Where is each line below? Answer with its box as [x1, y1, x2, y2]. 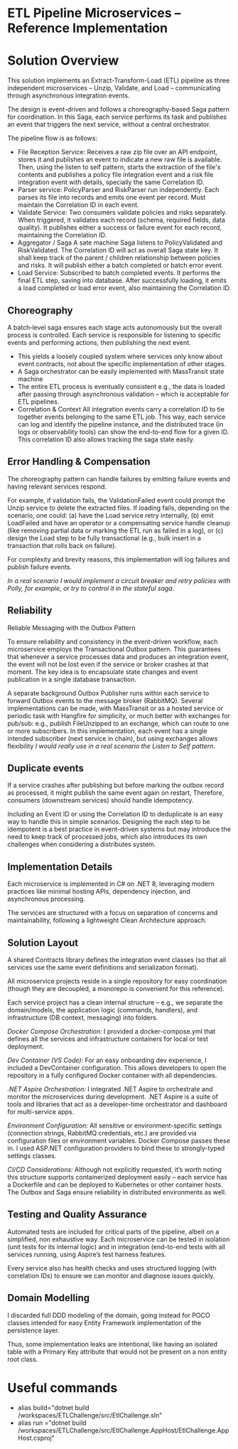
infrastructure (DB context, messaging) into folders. [7, 1013, 158, 1022]
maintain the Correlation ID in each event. [17, 200, 140, 209]
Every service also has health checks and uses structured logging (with [7, 1263, 217, 1272]
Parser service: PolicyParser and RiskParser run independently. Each [17, 186, 220, 194]
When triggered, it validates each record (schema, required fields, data [17, 215, 226, 225]
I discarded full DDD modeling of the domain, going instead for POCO [7, 1310, 211, 1320]
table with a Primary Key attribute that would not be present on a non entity [7, 1347, 227, 1356]
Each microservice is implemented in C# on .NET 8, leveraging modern [7, 879, 215, 888]
